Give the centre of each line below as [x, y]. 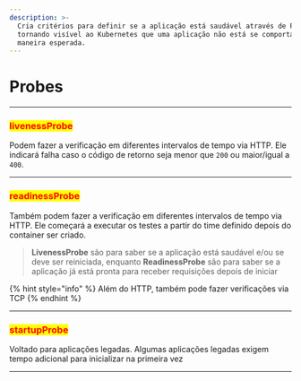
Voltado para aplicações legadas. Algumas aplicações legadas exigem [139, 350]
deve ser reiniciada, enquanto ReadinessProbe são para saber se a [155, 262]
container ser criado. [48, 235]
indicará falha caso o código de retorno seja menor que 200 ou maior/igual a [150, 155]
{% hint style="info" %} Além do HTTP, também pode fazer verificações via [149, 289]
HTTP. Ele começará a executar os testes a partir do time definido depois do [150, 225]
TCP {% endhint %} [46, 298]
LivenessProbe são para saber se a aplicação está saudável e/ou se [158, 252]
